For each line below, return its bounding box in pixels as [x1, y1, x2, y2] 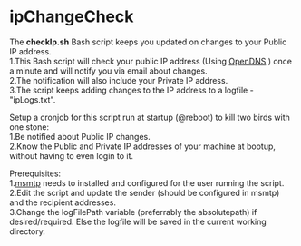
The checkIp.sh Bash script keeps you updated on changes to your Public [9, 36, 287, 47]
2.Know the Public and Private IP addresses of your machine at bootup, [9, 141, 277, 152]
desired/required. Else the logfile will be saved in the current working [9, 216, 267, 227]
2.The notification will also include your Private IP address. [9, 74, 228, 85]
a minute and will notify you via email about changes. [9, 65, 208, 76]
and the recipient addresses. [9, 197, 116, 208]
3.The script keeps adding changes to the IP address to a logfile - [9, 84, 254, 95]
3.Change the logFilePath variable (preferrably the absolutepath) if [9, 206, 257, 217]
